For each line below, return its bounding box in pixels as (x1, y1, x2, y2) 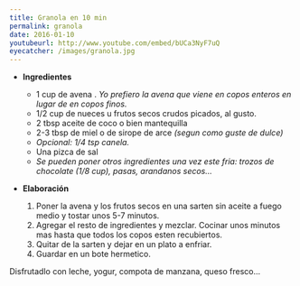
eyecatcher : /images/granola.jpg (9, 47, 136, 56)
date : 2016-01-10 (9, 30, 75, 39)
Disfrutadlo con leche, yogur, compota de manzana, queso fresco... (9, 266, 261, 277)
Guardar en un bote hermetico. (35, 249, 151, 260)
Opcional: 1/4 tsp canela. (35, 137, 129, 148)
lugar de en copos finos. (35, 98, 127, 109)
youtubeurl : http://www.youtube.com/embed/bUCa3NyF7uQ (9, 38, 220, 48)
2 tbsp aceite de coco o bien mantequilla (35, 118, 188, 129)
